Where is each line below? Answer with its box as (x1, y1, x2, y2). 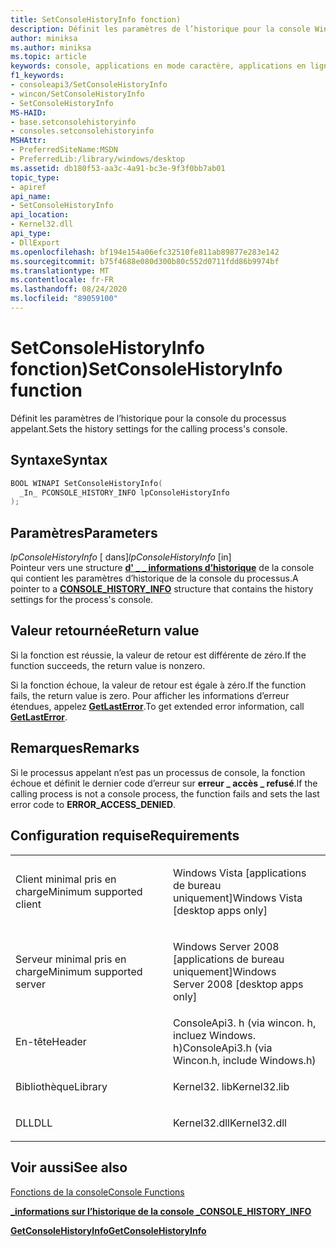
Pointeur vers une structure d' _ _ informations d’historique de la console (10, 562, 315, 574)
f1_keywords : (10, 71, 65, 81)
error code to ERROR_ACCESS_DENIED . (10, 798, 177, 810)
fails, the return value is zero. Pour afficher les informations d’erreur (10, 689, 290, 701)
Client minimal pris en (15, 872, 117, 886)
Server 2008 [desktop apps (173, 977, 304, 991)
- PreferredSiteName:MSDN (10, 145, 118, 155)
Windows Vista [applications (173, 866, 307, 880)
